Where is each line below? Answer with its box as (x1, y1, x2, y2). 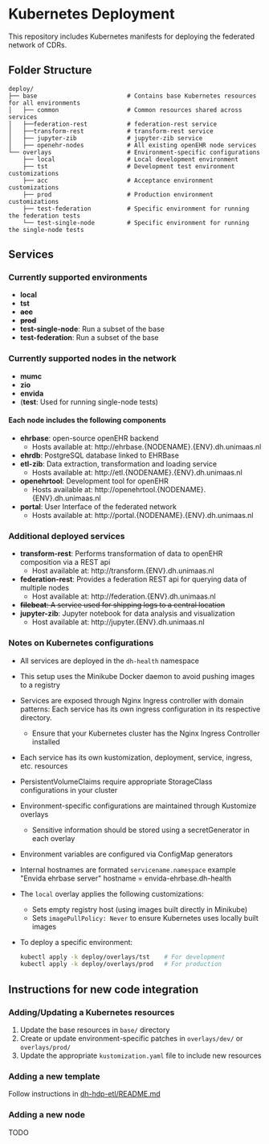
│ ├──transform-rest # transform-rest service (8, 126, 214, 135)
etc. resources (19, 761, 68, 770)
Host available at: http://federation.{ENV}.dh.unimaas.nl (31, 591, 216, 601)
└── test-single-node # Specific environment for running (22, 218, 250, 226)
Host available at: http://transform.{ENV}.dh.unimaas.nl (31, 566, 214, 576)
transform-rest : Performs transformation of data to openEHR (19, 549, 223, 558)
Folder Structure (8, 64, 92, 77)
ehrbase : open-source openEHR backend (19, 433, 159, 443)
